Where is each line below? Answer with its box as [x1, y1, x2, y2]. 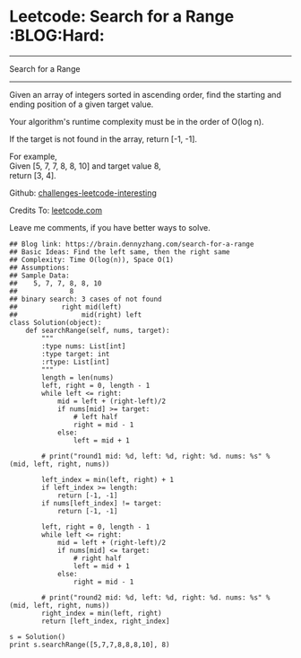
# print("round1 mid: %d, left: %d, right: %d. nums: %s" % [41, 452, 271, 461]
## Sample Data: [9, 271, 70, 280]
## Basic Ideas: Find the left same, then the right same [9, 247, 230, 257]
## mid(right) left [9, 310, 142, 320]
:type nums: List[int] [41, 341, 126, 351]
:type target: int [41, 349, 110, 358]
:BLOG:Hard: [9, 25, 105, 46]
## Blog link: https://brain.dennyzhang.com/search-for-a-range [9, 240, 254, 249]
